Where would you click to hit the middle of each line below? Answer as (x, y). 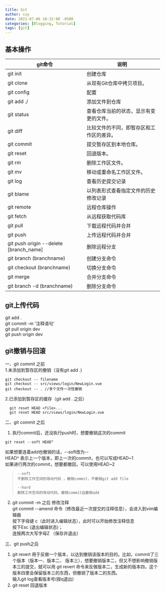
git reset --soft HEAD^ (29, 442)
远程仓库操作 (101, 207)
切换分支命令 (101, 268)
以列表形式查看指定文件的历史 (121, 191)
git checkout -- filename (31, 379)
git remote (19, 207)
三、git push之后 (22, 544)
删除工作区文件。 (106, 162)
